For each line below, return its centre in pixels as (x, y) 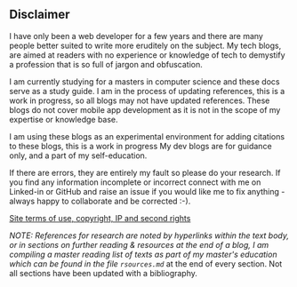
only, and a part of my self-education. (78, 155)
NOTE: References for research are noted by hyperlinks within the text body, (149, 235)
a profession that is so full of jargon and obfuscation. (106, 64)
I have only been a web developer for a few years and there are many (136, 36)
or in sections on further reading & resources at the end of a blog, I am (139, 244)
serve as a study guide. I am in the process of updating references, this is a (147, 91)
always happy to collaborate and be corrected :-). (100, 201)
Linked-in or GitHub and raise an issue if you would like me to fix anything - (147, 191)
